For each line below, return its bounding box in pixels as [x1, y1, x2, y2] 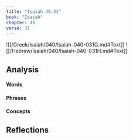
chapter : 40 [6, 19, 35, 25]
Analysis [6, 64, 39, 74]
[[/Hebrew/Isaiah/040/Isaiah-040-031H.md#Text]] [6, 48, 128, 55]
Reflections [6, 125, 49, 135]
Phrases [6, 94, 27, 101]
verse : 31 [6, 25, 30, 31]
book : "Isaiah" [6, 14, 43, 20]
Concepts [6, 108, 30, 115]
